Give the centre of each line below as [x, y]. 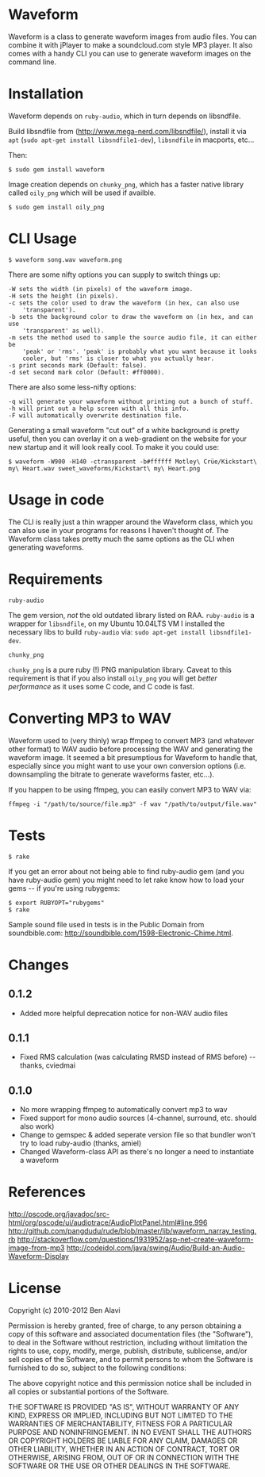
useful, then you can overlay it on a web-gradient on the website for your [128, 439]
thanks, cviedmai [48, 1065]
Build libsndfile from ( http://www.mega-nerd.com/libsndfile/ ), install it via [128, 131]
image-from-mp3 [36, 1248]
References [47, 1192]
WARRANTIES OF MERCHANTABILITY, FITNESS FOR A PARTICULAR [120, 1424]
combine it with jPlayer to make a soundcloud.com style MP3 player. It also [131, 44]
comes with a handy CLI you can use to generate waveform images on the [130, 53]
